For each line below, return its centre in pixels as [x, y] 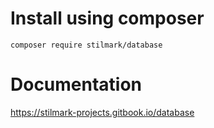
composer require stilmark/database [86, 45]
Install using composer [107, 18]
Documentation [76, 84]
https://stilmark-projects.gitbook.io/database [102, 112]
